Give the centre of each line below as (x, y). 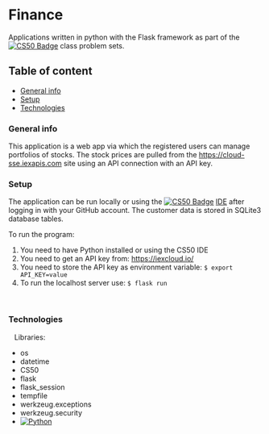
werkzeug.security (51, 412)
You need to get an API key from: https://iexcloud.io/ (107, 259)
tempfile (34, 395)
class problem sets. (92, 45)
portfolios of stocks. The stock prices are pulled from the (103, 155)
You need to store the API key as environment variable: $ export (126, 267)
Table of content (50, 71)
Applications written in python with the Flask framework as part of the (124, 37)
